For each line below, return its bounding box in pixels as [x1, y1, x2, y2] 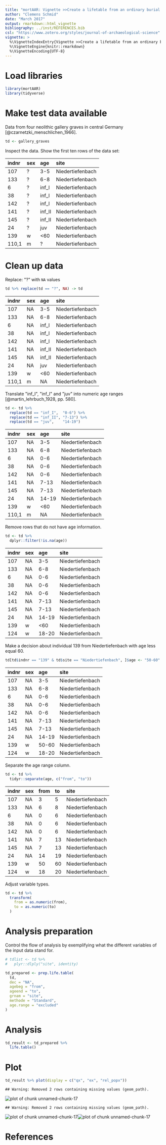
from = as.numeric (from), [14, 900, 68, 905]
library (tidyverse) [5, 91, 45, 96]
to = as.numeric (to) [14, 904, 56, 909]
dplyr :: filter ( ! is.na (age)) [9, 538, 68, 543]
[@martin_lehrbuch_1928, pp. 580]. [5, 396, 77, 402]
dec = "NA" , [9, 980, 35, 985]
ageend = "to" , [9, 989, 41, 994]
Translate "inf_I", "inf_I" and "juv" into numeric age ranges [5, 391, 124, 397]
